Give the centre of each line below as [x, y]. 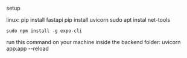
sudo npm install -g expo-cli [44, 31]
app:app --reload [28, 48]
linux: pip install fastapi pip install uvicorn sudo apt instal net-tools [88, 20]
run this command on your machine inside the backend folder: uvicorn [93, 42]
